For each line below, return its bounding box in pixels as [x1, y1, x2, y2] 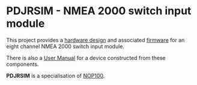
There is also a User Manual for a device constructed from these [6, 54, 166, 61]
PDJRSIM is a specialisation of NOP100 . [6, 72, 105, 79]
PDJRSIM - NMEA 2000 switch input [6, 4, 192, 18]
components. [6, 61, 39, 68]
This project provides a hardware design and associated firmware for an [6, 36, 185, 43]
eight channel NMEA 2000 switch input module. [6, 43, 125, 50]
